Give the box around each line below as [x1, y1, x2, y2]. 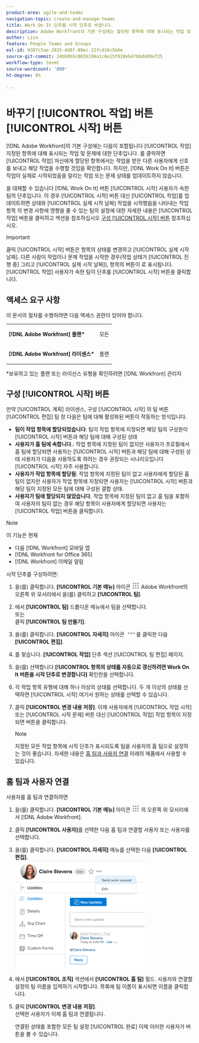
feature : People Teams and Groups [6, 41, 92, 47]
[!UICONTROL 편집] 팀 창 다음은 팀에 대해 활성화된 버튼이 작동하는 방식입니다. [6, 413, 187, 420]
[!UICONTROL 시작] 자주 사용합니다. [14, 463, 100, 470]
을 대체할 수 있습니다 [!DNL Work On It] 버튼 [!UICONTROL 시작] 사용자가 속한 [6, 185, 190, 192]
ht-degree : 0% [6, 72, 41, 78]
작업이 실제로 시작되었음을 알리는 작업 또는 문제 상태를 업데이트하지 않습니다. [6, 172, 184, 179]
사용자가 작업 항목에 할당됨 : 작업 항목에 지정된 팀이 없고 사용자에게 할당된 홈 [14, 470, 190, 478]
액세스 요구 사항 [6, 295, 60, 305]
